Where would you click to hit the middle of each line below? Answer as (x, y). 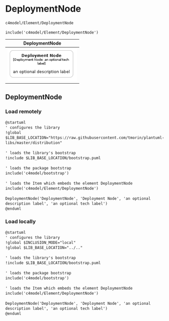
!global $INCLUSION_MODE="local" (41, 243)
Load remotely (24, 111)
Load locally (21, 221)
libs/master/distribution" (34, 142)
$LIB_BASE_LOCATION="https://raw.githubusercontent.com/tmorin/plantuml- (85, 137)
